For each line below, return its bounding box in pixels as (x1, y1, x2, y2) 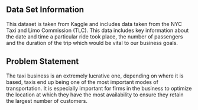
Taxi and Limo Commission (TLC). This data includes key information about (6, 27, 189, 34)
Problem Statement (6, 56, 79, 67)
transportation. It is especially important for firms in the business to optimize (6, 85, 192, 92)
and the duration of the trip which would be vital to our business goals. (6, 39, 178, 46)
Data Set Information (6, 5, 85, 15)
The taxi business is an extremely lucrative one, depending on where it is (6, 72, 184, 79)
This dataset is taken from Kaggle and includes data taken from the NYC (6, 20, 182, 27)
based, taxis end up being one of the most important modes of (6, 78, 158, 85)
